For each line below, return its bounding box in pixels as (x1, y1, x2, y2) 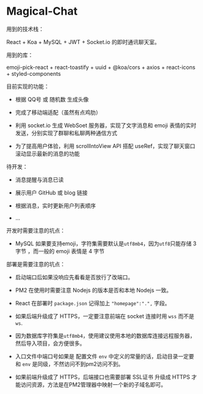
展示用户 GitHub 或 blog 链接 (15, 188, 88, 196)
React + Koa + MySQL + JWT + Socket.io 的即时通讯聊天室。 (6, 38, 160, 45)
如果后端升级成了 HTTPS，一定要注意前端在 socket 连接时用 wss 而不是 (15, 312, 194, 319)
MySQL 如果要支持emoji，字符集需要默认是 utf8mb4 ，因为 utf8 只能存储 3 (15, 240, 197, 247)
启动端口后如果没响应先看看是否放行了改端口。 (15, 273, 133, 281)
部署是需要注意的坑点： (6, 260, 65, 267)
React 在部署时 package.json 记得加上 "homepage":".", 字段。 (15, 299, 171, 307)
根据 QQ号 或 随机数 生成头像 (15, 95, 89, 103)
